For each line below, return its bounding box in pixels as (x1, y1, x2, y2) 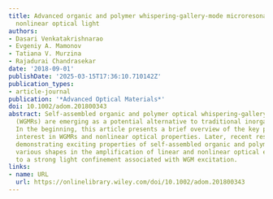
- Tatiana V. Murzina (8, 50, 82, 58)
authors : (8, 27, 38, 35)
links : (8, 163, 31, 171)
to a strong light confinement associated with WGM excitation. (15, 155, 238, 163)
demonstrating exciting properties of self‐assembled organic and (15, 140, 245, 149)
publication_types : (8, 80, 75, 88)
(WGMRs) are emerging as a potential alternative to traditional (15, 118, 242, 126)
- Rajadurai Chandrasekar (8, 58, 96, 66)
